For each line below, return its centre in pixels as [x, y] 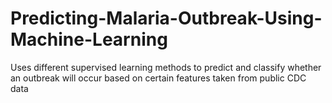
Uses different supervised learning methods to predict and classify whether [166, 67]
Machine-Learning [89, 39]
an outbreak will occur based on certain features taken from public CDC [158, 78]
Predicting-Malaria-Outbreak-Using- [166, 18]
